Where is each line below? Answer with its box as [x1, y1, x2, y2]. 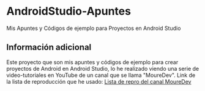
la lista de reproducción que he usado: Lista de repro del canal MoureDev [6, 78, 192, 85]
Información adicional [6, 42, 92, 53]
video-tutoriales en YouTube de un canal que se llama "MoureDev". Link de [6, 71, 196, 79]
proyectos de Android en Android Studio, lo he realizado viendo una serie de [6, 65, 199, 72]
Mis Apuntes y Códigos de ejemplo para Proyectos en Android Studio [6, 24, 181, 32]
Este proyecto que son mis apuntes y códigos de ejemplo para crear [6, 58, 179, 65]
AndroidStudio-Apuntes [6, 4, 132, 18]
